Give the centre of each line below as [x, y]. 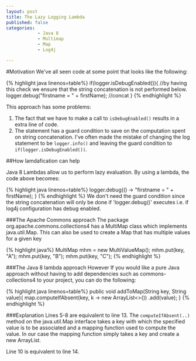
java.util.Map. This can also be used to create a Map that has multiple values [98, 232]
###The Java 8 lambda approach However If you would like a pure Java [93, 267]
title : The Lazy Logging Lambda [45, 17]
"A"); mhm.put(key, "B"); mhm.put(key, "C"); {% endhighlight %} [83, 256]
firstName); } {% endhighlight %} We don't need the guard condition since [96, 196]
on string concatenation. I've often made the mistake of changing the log [102, 137]
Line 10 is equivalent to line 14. [43, 351]
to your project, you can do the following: [87, 280]
